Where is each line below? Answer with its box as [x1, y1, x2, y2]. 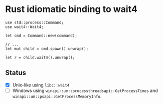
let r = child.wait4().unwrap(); [5, 55, 75, 60]
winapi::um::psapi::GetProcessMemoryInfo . [12, 93, 102, 99]
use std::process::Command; [5, 20, 64, 25]
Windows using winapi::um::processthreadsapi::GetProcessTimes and [12, 87, 158, 93]
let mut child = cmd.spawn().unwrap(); [5, 46, 89, 51]
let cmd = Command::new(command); [5, 33, 78, 38]
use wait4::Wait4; [5, 24, 44, 29]
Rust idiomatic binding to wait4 [5, 3, 138, 15]
